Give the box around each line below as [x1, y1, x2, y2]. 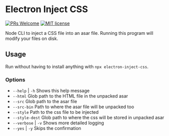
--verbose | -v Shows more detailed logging [12, 120, 104, 126]
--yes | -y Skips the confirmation [12, 125, 81, 131]
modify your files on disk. [5, 35, 58, 41]
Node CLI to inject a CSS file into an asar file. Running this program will [5, 30, 154, 36]
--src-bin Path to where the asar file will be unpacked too [12, 104, 134, 110]
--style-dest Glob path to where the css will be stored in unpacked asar [12, 115, 164, 121]
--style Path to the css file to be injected [12, 109, 99, 115]
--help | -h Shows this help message [12, 87, 90, 94]
